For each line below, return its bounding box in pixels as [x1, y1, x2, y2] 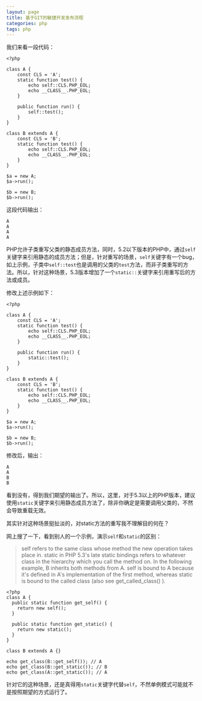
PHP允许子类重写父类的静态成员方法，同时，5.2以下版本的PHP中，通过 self [6, 245, 196, 253]
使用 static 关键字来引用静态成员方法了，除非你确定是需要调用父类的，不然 [6, 499, 193, 507]
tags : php [6, 26, 32, 32]
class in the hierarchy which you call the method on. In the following [21, 558, 192, 565]
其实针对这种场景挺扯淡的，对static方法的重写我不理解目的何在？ [6, 520, 169, 527]
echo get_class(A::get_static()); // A [6, 669, 108, 675]
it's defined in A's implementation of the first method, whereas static [21, 571, 193, 578]
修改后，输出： [6, 452, 44, 459]
